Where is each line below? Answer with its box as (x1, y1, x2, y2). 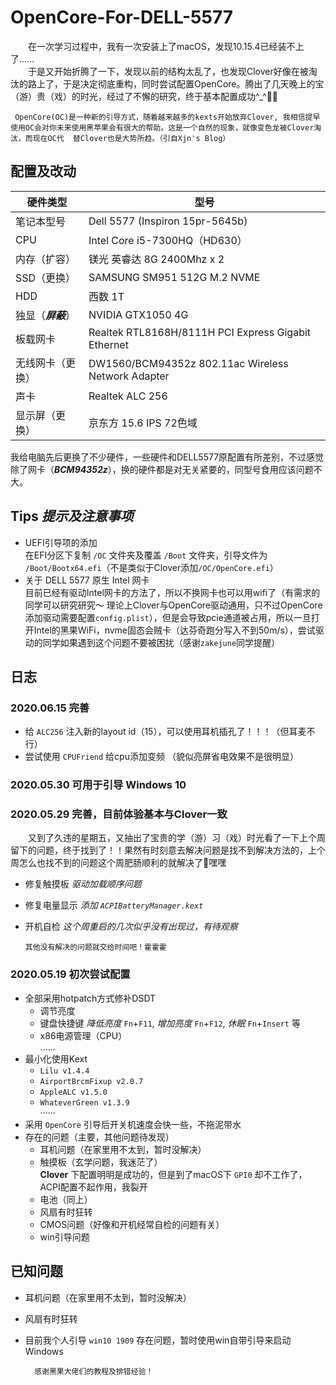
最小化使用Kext (24, 1052, 88, 1065)
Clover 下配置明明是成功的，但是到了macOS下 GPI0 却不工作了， (39, 1168, 308, 1180)
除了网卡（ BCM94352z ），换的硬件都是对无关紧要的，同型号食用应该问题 (10, 463, 314, 475)
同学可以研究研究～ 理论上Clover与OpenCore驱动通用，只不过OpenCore (24, 599, 323, 611)
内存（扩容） (15, 252, 77, 266)
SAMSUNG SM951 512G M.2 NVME (88, 270, 261, 284)
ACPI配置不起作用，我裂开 (39, 1181, 148, 1193)
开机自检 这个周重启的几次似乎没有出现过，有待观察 (24, 921, 238, 933)
